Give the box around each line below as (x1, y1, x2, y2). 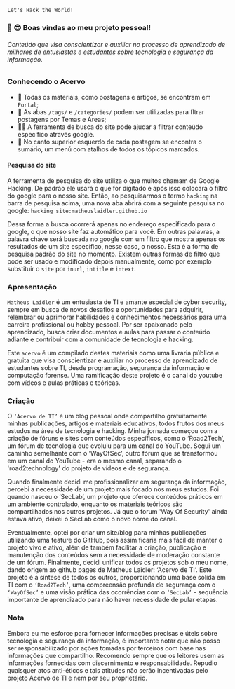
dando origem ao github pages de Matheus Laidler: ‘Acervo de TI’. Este (7, 566, 213, 574)
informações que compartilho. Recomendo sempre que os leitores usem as (7, 651, 224, 660)
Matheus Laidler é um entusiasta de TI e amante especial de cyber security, (7, 298, 227, 306)
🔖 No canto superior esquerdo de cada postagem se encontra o (17, 137, 202, 146)
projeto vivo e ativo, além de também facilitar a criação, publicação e (7, 543, 207, 552)
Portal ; (17, 100, 39, 109)
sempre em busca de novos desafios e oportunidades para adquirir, (7, 306, 203, 313)
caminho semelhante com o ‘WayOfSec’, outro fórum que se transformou (7, 449, 218, 458)
